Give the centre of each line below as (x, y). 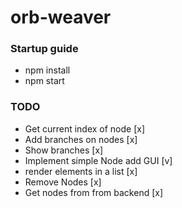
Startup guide (44, 49)
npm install (47, 70)
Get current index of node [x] (85, 128)
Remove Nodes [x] (63, 182)
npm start (44, 81)
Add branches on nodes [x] (81, 139)
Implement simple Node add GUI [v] (98, 160)
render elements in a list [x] (81, 171)
